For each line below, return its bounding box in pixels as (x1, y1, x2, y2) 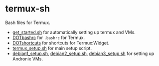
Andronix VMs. (12, 55, 43, 61)
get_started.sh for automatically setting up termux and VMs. (12, 29, 136, 35)
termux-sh (5, 3, 50, 14)
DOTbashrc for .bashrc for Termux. (12, 34, 85, 40)
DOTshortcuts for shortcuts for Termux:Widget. (12, 39, 110, 45)
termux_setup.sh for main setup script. (12, 45, 92, 51)
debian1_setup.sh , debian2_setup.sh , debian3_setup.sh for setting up (12, 50, 155, 56)
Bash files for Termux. (5, 19, 51, 25)
